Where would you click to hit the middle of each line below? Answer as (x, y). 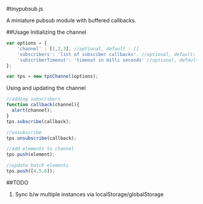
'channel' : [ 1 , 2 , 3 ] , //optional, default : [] (78, 49)
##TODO (17, 182)
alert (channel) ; (32, 110)
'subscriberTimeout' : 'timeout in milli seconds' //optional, (97, 60)
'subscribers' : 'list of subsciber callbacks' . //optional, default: (107, 54)
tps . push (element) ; (31, 155)
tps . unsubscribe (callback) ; (42, 138)
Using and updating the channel (46, 88)
